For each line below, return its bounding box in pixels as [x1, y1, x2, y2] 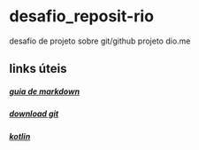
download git [9, 108, 59, 119]
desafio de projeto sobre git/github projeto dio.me [9, 36, 191, 46]
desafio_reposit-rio [9, 6, 155, 27]
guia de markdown [9, 86, 80, 97]
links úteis [9, 61, 67, 76]
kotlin [9, 130, 31, 141]
